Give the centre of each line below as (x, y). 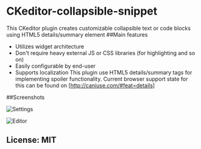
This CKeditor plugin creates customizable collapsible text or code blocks (98, 28)
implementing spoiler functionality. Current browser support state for (101, 79)
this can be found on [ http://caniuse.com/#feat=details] (85, 85)
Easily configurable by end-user (55, 66)
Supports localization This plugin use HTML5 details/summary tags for (104, 72)
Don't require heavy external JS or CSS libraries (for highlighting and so (105, 53)
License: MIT (31, 140)
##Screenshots (26, 97)
